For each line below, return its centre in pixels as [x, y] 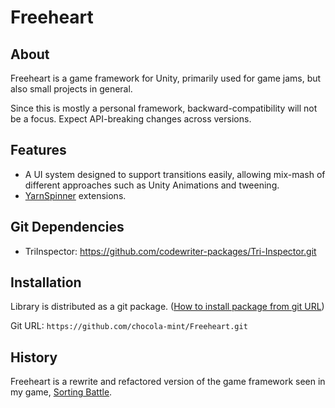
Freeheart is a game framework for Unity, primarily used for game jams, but [166, 78]
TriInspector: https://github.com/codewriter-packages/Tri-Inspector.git [170, 251]
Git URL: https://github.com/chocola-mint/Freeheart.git [129, 326]
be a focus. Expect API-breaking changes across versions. [131, 119]
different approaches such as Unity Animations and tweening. [152, 185]
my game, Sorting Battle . [61, 392]
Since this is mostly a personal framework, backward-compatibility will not [164, 108]
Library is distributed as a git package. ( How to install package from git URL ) [167, 307]
